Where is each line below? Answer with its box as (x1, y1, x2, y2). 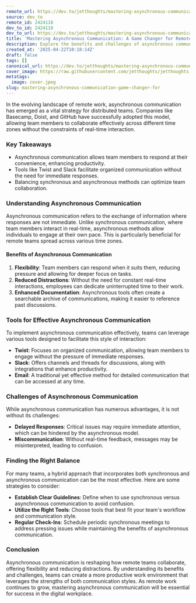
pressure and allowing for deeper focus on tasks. (14, 270, 133, 277)
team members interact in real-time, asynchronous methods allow (6, 225, 164, 232)
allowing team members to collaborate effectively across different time (6, 119, 176, 126)
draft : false (6, 52, 38, 58)
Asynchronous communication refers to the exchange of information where (6, 213, 187, 220)
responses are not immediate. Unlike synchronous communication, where (6, 219, 183, 226)
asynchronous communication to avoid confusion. (14, 500, 135, 507)
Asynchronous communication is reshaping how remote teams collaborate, (6, 559, 186, 566)
